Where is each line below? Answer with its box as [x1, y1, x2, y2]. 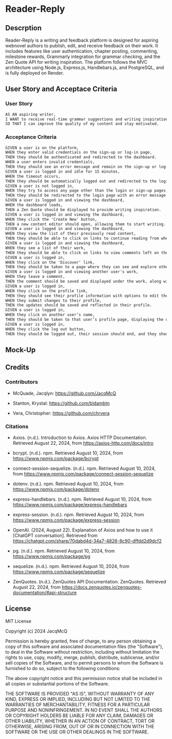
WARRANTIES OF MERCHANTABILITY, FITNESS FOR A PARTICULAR [5, 702, 150, 708]
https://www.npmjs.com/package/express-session [12, 517, 120, 523]
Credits [5, 363, 30, 372]
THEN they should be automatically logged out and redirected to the [5, 178, 157, 184]
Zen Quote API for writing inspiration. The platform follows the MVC [5, 59, 147, 65]
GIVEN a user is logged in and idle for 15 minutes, [5, 169, 120, 174]
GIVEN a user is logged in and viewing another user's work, [5, 269, 139, 275]
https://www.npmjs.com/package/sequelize [12, 569, 105, 575]
